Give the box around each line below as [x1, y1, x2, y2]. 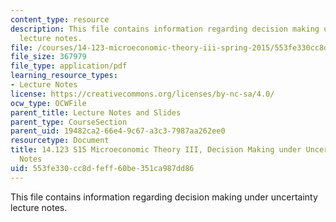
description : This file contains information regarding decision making [10, 24, 320, 34]
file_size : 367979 [10, 52, 87, 62]
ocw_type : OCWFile [10, 98, 87, 108]
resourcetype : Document [10, 136, 110, 146]
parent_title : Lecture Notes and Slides [10, 107, 182, 118]
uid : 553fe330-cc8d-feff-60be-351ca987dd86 [10, 163, 195, 173]
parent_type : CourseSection [10, 117, 128, 127]
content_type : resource [10, 14, 110, 25]
